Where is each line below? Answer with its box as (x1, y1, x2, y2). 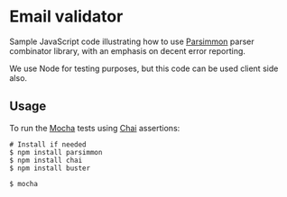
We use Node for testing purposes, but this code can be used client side (9, 63, 279, 74)
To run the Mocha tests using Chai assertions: (9, 122, 181, 133)
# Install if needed (9, 139, 88, 149)
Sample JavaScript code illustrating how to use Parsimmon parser (9, 36, 255, 47)
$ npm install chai (9, 156, 83, 165)
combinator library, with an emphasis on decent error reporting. (9, 45, 246, 56)
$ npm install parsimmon (9, 148, 103, 157)
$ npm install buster (9, 164, 91, 173)
